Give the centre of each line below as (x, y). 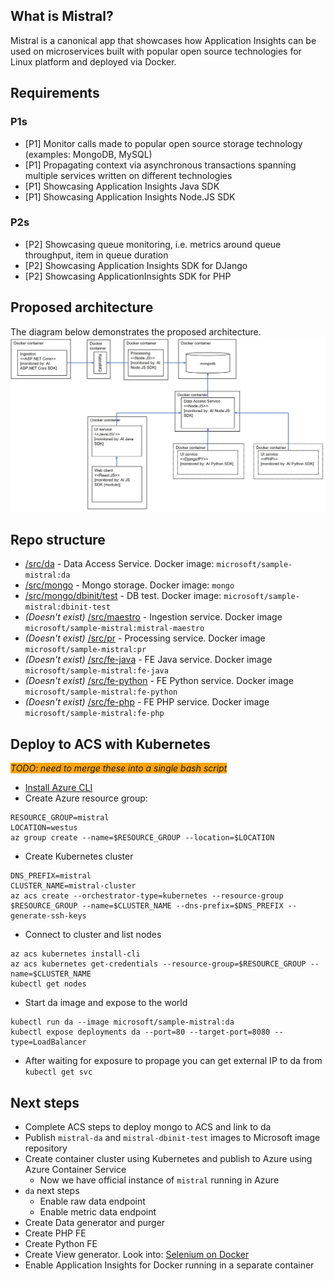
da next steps (52, 1191)
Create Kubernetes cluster (79, 856)
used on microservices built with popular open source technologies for (156, 51)
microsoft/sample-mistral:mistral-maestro (114, 629)
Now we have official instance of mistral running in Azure (159, 1180)
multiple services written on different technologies (128, 175)
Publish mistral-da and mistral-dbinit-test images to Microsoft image (172, 1138)
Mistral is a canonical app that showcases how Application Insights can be (163, 40)
